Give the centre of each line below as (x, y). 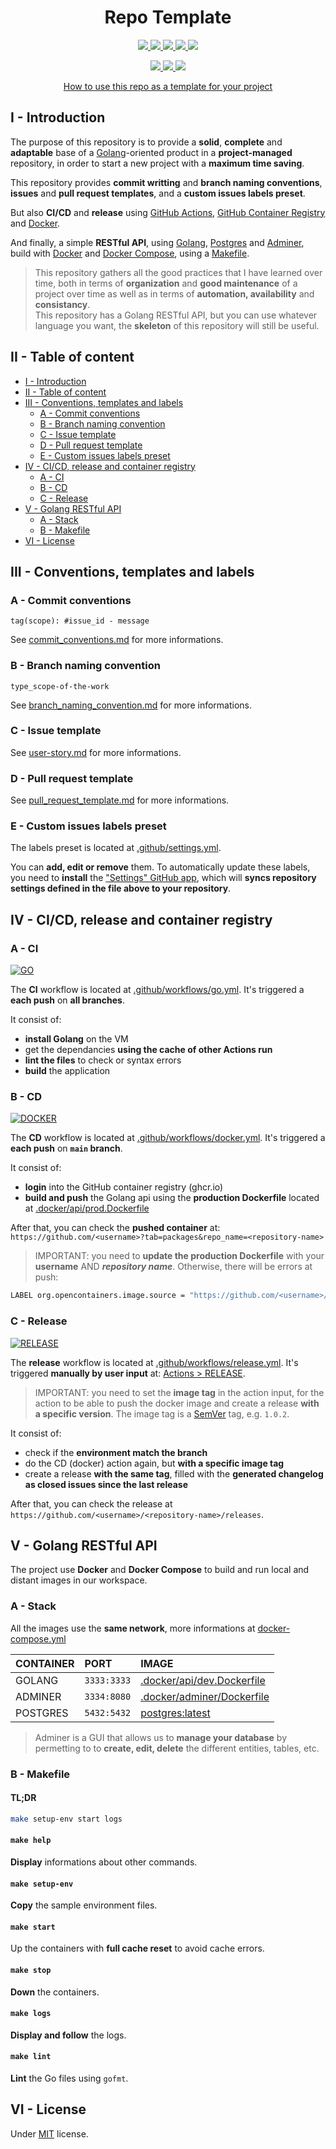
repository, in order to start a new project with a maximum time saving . (157, 163)
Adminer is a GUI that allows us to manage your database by (160, 1737)
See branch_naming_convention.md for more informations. (131, 705)
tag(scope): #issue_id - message (80, 621)
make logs (31, 2014)
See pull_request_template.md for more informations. (120, 800)
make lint (31, 2057)
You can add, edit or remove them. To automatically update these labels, (160, 867)
